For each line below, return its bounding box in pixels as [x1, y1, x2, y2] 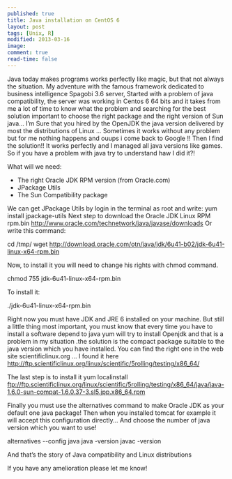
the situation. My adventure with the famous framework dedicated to [7, 82, 204, 91]
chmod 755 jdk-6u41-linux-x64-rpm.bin [7, 274, 121, 282]
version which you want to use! [7, 423, 97, 432]
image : [7, 43, 26, 50]
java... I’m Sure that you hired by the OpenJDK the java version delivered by [7, 119, 224, 128]
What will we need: [7, 162, 62, 171]
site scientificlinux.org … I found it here [7, 351, 119, 360]
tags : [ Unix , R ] [7, 29, 54, 37]
